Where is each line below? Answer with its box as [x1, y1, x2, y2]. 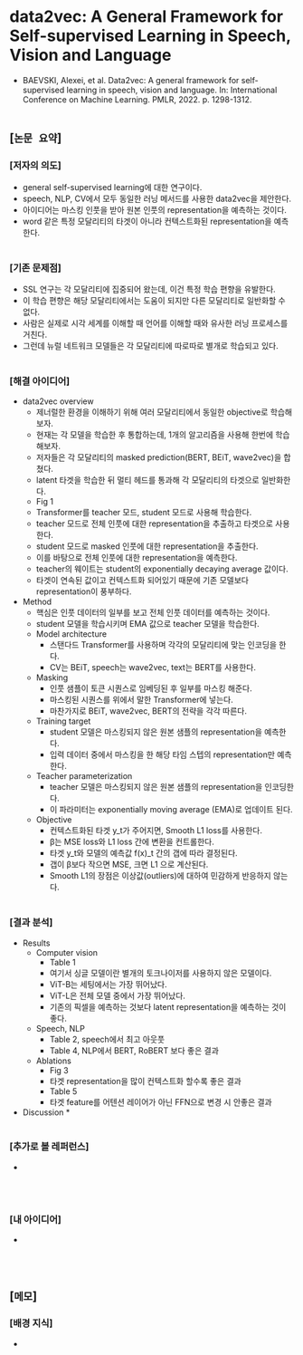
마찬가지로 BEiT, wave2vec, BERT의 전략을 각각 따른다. [49, 706, 247, 716]
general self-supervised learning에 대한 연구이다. [22, 181, 203, 192]
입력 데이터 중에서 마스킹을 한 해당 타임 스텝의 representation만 [49, 749, 276, 760]
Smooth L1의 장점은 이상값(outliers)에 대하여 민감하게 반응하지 [49, 870, 271, 881]
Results [22, 937, 51, 948]
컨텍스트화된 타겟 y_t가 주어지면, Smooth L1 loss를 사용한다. [49, 825, 263, 836]
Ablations [35, 1055, 72, 1066]
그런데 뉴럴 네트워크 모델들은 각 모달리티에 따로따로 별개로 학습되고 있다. [22, 340, 279, 351]
